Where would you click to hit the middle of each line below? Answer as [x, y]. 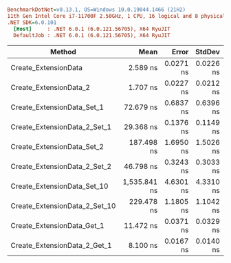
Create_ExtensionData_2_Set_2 [61, 167]
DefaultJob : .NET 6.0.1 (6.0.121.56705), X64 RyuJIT [92, 35]
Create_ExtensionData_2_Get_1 [61, 246]
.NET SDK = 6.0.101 [32, 22]
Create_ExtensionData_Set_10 [59, 186]
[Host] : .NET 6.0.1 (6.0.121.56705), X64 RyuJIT [92, 29]
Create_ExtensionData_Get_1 [57, 226]
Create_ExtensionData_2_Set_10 [63, 206]
